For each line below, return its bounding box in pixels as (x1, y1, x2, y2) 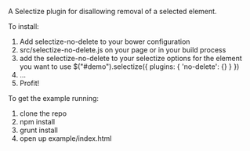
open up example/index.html (19, 134, 112, 143)
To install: (8, 22, 39, 31)
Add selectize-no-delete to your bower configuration (19, 37, 190, 46)
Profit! (19, 78, 40, 88)
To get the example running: (8, 94, 100, 102)
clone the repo (19, 109, 67, 118)
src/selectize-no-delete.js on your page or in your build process (19, 45, 226, 54)
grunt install (19, 125, 59, 135)
